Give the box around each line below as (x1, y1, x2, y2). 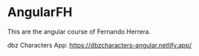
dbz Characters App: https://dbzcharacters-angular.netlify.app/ (7, 41, 193, 49)
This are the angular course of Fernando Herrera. (7, 27, 151, 36)
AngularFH (7, 4, 73, 20)
